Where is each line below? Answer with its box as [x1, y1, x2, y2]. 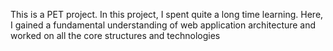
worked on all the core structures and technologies [10, 30, 221, 41]
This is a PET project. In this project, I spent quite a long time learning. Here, [10, 9, 324, 20]
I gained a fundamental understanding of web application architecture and [10, 19, 317, 31]
